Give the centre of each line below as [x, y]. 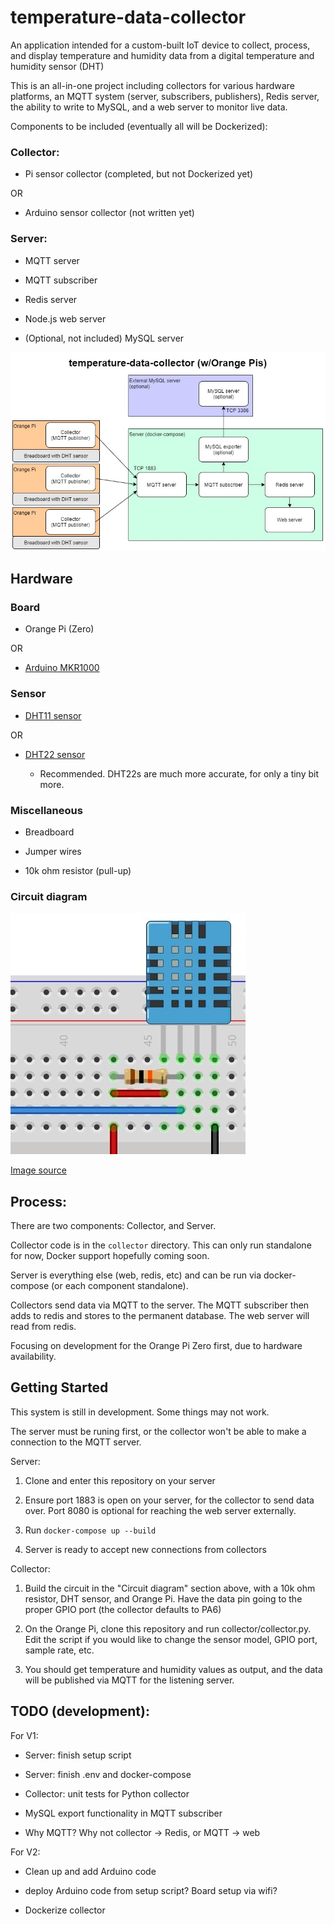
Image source [38, 1170]
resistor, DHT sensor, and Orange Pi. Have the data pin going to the [163, 1598]
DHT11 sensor [53, 715]
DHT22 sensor [55, 754]
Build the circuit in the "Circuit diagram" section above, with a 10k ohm [170, 1588]
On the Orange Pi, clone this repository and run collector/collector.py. [168, 1628]
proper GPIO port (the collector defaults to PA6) [123, 1609]
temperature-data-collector [128, 17]
